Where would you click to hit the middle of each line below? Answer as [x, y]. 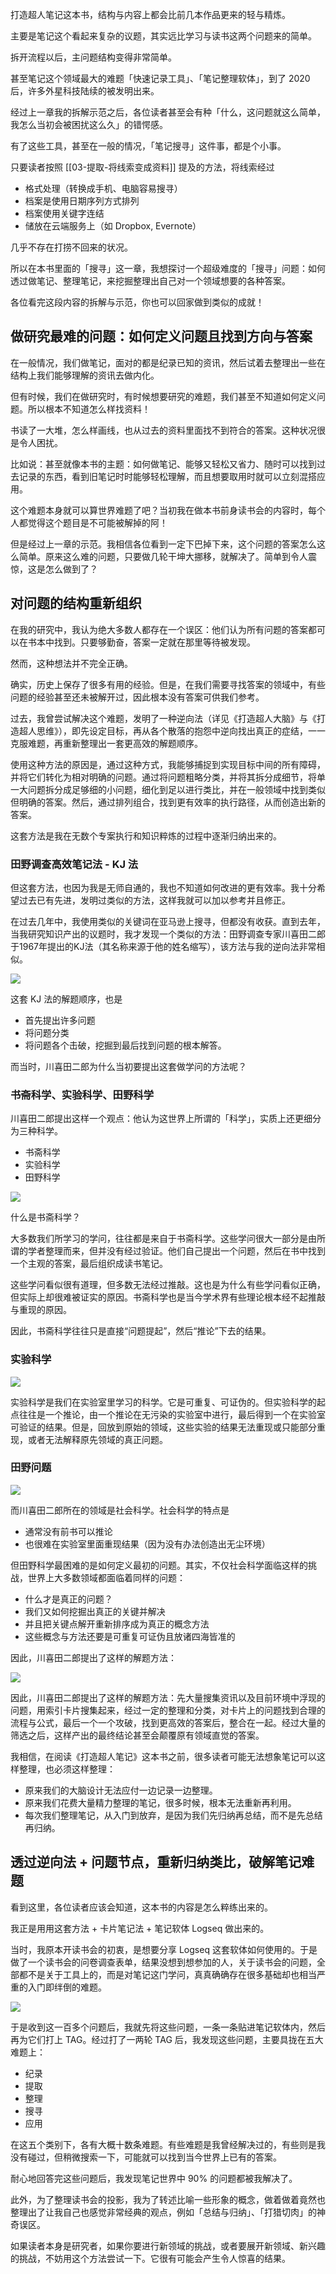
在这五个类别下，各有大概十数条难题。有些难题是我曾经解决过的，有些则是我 [168, 2144]
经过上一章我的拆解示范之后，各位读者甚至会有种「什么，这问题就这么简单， [168, 112]
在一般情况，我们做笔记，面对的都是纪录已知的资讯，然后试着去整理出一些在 [168, 362]
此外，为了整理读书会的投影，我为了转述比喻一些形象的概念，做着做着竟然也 [168, 2199]
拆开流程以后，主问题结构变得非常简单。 [93, 57]
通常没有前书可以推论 [68, 1531]
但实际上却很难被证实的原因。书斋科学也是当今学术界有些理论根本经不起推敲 [168, 1297]
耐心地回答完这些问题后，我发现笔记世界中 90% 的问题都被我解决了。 [154, 2178]
